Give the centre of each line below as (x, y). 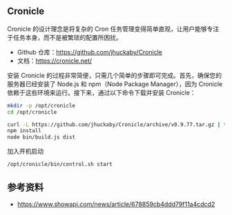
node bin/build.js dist (41, 137)
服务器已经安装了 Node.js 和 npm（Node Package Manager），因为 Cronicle (115, 84)
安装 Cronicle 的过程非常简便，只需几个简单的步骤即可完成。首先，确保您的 (115, 75)
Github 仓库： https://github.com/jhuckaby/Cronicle (90, 52)
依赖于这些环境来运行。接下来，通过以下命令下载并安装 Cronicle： (101, 92)
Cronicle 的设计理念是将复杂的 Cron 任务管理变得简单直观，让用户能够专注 (113, 29)
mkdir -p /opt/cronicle (41, 105)
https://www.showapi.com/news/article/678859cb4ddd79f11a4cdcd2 (116, 204)
